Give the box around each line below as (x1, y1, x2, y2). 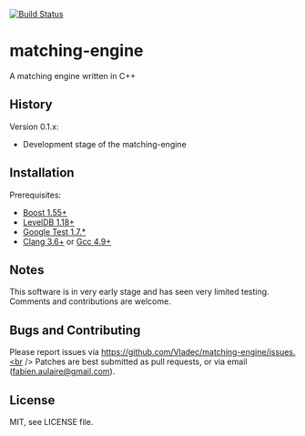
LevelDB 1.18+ (22, 217, 76, 228)
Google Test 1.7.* (22, 226, 86, 237)
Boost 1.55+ (22, 207, 68, 218)
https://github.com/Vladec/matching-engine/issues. (101, 347, 296, 358)
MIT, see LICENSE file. (9, 417, 94, 427)
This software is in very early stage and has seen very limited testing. (9, 287, 270, 298)
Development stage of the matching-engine (22, 138, 187, 149)
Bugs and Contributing (9, 322, 141, 338)
